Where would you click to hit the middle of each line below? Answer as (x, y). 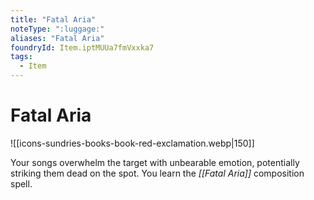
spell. (21, 183)
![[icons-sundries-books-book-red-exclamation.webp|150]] (132, 143)
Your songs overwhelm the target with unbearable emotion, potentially (155, 162)
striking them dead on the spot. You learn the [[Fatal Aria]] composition (157, 173)
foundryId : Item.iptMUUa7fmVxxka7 (82, 47)
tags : (21, 57)
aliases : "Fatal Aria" (57, 38)
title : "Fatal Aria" (53, 19)
